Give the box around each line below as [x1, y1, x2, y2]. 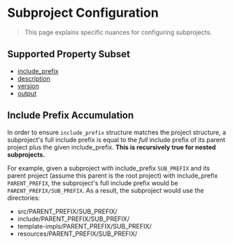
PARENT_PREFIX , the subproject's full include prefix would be [7, 178, 178, 187]
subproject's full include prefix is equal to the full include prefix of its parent [7, 135, 226, 144]
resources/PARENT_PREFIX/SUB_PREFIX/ [17, 229, 138, 238]
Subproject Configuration [7, 5, 159, 21]
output [17, 89, 37, 97]
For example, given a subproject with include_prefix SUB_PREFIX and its [7, 164, 210, 172]
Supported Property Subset [7, 48, 131, 60]
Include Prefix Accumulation [7, 110, 134, 122]
